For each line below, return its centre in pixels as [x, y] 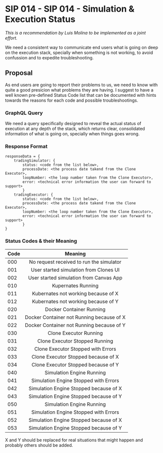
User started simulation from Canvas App [75, 277]
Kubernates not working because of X [75, 293]
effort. [11, 38]
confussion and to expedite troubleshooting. [49, 57]
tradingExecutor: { [34, 195]
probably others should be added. [39, 445]
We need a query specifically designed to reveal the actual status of [73, 124]
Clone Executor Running [75, 333]
